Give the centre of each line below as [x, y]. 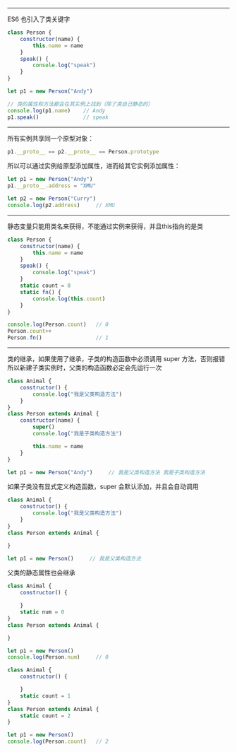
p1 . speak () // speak [58, 117]
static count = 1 [45, 696]
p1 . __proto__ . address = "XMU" [52, 186]
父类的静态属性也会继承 [41, 572]
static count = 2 [45, 716]
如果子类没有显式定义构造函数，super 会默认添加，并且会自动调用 [103, 487]
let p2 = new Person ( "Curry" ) [52, 199]
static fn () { [41, 292]
